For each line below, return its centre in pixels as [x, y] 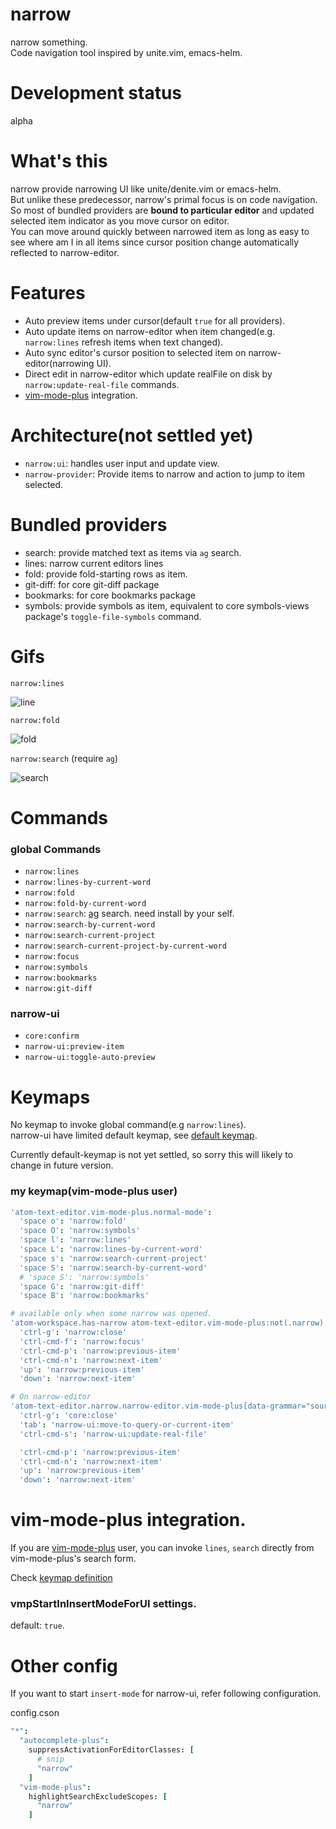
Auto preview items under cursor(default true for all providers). [155, 320]
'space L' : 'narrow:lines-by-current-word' [111, 1249]
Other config [64, 1665]
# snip [50, 1759]
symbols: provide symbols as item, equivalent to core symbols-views [167, 605]
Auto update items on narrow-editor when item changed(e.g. [150, 331]
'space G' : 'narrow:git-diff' [82, 1286]
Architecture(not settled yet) [132, 435]
